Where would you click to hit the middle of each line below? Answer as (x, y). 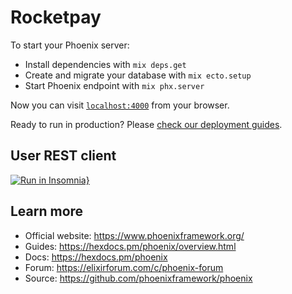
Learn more (47, 211)
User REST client (63, 156)
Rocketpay (56, 17)
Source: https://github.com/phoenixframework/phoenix (138, 278)
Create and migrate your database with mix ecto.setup (138, 75)
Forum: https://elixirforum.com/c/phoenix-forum (124, 267)
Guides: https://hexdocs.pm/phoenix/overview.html (130, 246)
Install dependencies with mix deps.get (105, 64)
